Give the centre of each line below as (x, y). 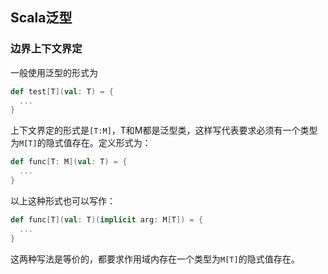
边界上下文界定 (46, 49)
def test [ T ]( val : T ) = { (62, 91)
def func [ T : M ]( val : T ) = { (69, 162)
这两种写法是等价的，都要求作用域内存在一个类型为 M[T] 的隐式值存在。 (155, 259)
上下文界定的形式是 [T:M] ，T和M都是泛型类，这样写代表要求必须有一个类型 (164, 130)
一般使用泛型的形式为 (54, 72)
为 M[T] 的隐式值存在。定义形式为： (81, 143)
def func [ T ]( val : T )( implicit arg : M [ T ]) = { (107, 219)
